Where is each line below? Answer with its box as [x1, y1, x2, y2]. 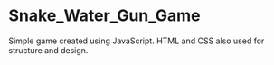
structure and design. [8, 44, 89, 55]
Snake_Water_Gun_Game [8, 5, 201, 26]
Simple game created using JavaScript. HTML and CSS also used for [8, 35, 265, 46]
